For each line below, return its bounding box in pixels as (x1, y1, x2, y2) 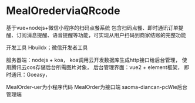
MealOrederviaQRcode (6, 4, 120, 18)
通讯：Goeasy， (11, 71, 51, 78)
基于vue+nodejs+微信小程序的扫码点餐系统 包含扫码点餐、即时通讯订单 (6, 24, 179, 31)
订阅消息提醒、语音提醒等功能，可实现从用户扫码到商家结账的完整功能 (16, 31, 186, 39)
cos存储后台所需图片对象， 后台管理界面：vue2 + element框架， (26, 63, 183, 71)
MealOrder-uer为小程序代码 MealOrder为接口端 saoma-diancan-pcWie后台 (6, 83, 188, 90)
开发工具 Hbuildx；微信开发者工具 (6, 44, 88, 51)
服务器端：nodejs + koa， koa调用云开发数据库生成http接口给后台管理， (6, 56, 181, 63)
